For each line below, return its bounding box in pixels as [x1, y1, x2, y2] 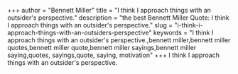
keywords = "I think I [153, 28, 214, 37]
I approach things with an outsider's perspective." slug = [7, 21, 173, 29]
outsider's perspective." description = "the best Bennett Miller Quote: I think [7, 13, 229, 22]
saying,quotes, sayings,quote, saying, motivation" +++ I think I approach [7, 51, 220, 59]
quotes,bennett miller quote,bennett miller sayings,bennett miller [7, 44, 197, 51]
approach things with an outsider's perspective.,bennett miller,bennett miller [7, 36, 231, 44]
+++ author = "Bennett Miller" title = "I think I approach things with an [7, 6, 212, 14]
